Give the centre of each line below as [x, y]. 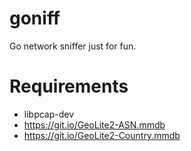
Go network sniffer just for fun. [73, 46]
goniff [35, 18]
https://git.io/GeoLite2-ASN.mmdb [94, 124]
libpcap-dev [49, 114]
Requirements [69, 86]
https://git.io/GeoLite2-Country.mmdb [102, 135]
